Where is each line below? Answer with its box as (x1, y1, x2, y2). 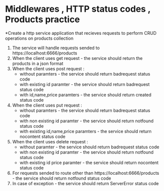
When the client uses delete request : (12, 138, 89, 144)
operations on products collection (5, 35, 74, 41)
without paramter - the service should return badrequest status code (19, 144, 160, 150)
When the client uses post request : (12, 65, 85, 72)
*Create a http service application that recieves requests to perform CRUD (5, 30, 157, 36)
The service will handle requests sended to (12, 45, 100, 51)
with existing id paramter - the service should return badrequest (19, 81, 150, 87)
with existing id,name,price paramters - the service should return (19, 128, 152, 134)
